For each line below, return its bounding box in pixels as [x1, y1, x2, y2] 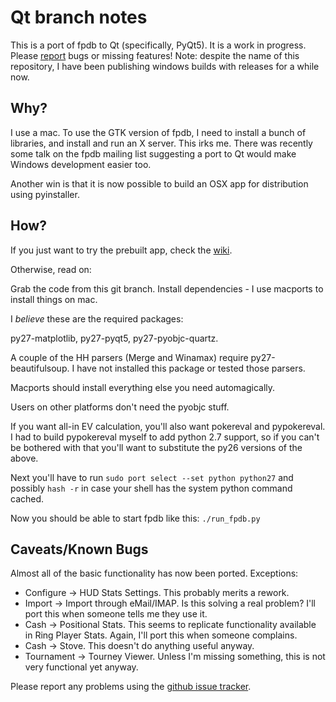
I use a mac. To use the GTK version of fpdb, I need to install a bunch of [10, 126, 307, 138]
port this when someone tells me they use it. [24, 608, 208, 620]
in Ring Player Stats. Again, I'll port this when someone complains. [24, 629, 298, 641]
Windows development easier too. [10, 158, 152, 170]
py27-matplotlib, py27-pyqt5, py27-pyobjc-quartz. [10, 332, 219, 344]
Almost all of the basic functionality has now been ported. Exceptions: [10, 567, 299, 580]
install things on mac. [10, 293, 98, 305]
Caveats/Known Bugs [10, 541, 149, 558]
